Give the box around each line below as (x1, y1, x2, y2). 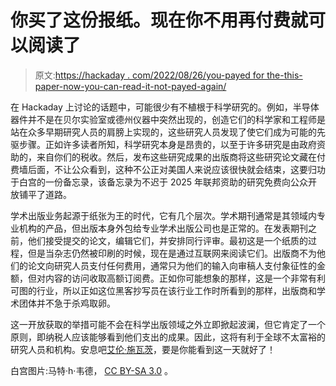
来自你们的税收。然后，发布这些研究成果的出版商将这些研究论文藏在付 (36, 151, 326, 163)
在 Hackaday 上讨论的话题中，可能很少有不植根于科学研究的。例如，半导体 (10, 101, 320, 113)
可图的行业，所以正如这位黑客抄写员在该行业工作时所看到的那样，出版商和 (10, 284, 317, 296)
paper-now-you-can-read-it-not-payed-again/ (34, 80, 227, 92)
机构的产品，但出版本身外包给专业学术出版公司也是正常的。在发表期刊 (18, 222, 308, 234)
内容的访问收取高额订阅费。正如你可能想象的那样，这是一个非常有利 (44, 272, 326, 284)
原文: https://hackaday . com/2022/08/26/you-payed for (34, 69, 265, 81)
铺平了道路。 (18, 188, 72, 200)
